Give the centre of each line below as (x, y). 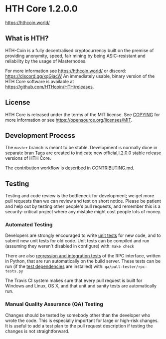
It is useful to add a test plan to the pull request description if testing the (79, 325)
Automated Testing (29, 225)
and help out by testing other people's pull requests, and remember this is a (83, 206)
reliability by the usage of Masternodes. (46, 61)
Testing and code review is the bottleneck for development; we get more (80, 196)
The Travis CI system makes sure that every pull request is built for (74, 280)
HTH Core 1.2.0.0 (42, 9)
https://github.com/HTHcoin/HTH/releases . (50, 87)
